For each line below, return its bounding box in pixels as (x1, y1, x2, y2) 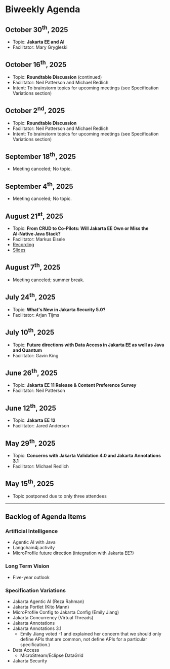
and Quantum (12, 347, 42, 353)
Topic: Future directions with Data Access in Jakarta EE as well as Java (12, 342, 164, 348)
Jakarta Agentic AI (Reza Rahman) (12, 598, 84, 605)
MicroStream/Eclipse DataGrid (20, 652, 83, 658)
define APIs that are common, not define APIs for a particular (20, 636, 148, 643)
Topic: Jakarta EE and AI (12, 39, 65, 45)
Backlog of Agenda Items (5, 513, 87, 521)
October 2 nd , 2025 (5, 105, 65, 115)
